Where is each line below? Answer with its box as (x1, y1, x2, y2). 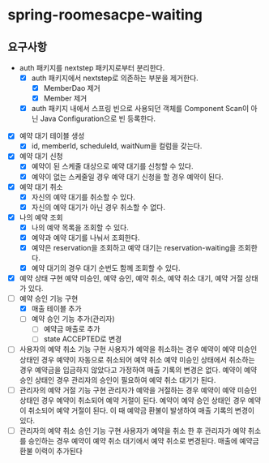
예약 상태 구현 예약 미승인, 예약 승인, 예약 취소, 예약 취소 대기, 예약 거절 (19, 273, 244, 283)
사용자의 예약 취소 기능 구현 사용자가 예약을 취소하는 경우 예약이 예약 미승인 (19, 345, 258, 354)
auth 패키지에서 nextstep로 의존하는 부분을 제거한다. (31, 73, 199, 83)
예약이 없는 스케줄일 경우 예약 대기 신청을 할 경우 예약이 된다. (31, 172, 224, 182)
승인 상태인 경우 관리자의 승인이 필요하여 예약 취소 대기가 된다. (19, 375, 216, 384)
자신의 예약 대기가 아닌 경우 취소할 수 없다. (31, 202, 166, 212)
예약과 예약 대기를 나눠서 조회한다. (31, 233, 140, 242)
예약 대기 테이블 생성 (19, 131, 85, 141)
